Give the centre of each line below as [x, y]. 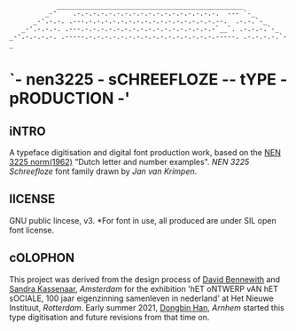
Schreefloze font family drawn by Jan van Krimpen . [103, 171]
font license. [32, 230]
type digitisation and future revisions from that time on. [109, 317]
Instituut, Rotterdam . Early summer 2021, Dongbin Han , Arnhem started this [147, 307]
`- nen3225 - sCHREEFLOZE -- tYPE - [148, 79]
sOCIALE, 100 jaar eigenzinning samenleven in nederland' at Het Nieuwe [141, 298]
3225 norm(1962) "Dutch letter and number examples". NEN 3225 [129, 162]
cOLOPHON [42, 258]
